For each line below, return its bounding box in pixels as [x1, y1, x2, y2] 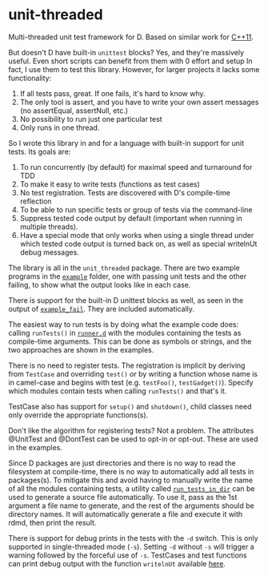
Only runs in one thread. [19, 123, 100, 132]
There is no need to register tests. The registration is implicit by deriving [8, 361, 246, 370]
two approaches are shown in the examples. [8, 344, 154, 354]
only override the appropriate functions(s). [8, 410, 149, 420]
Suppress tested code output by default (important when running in [19, 213, 242, 223]
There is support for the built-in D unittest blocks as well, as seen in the [8, 295, 244, 305]
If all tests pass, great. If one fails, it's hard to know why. [19, 88, 206, 98]
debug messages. [19, 247, 80, 257]
